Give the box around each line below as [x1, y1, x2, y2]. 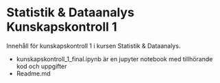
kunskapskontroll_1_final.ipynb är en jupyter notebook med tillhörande [16, 54, 213, 63]
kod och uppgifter [16, 62, 67, 70]
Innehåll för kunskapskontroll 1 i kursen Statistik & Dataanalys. [6, 41, 181, 50]
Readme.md [16, 69, 51, 78]
